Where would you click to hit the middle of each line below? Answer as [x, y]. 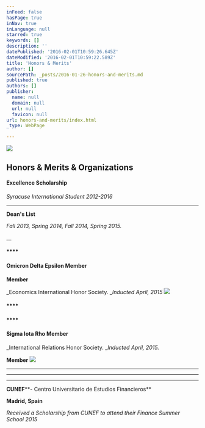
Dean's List [21, 214]
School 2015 [22, 419]
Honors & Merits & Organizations [70, 167]
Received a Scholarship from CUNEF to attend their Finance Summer [93, 413]
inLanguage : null [28, 29]
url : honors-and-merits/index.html [52, 120]
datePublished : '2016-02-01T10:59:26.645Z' [63, 52]
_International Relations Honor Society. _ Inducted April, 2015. [83, 347]
